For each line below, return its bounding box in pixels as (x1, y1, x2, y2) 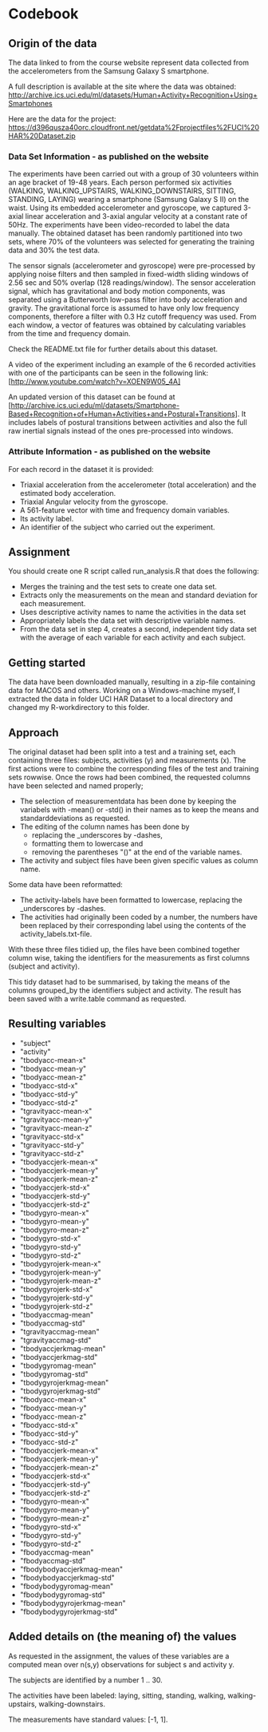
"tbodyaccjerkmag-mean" (19, 1343, 106, 1353)
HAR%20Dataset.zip (8, 131, 76, 141)
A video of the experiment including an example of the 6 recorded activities (8, 360, 257, 370)
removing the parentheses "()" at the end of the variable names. (31, 847, 242, 857)
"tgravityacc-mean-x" (19, 1106, 93, 1116)
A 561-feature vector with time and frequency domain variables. (19, 505, 230, 515)
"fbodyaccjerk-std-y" (19, 1479, 91, 1489)
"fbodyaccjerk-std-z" (19, 1488, 91, 1497)
